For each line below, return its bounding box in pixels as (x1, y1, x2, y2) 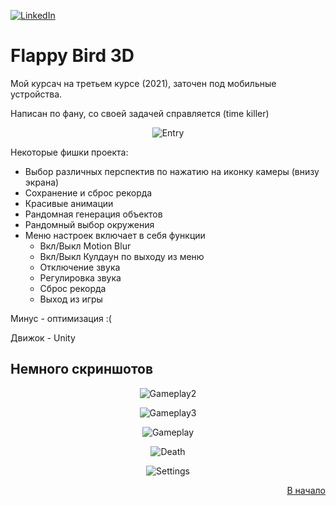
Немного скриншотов (10, 361, 154, 378)
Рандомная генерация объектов (24, 208, 163, 220)
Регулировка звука (39, 271, 122, 284)
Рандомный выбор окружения (24, 218, 155, 230)
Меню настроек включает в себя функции (24, 229, 206, 241)
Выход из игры (39, 293, 103, 305)
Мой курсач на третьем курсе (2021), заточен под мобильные (10, 77, 277, 89)
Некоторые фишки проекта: (10, 146, 129, 158)
